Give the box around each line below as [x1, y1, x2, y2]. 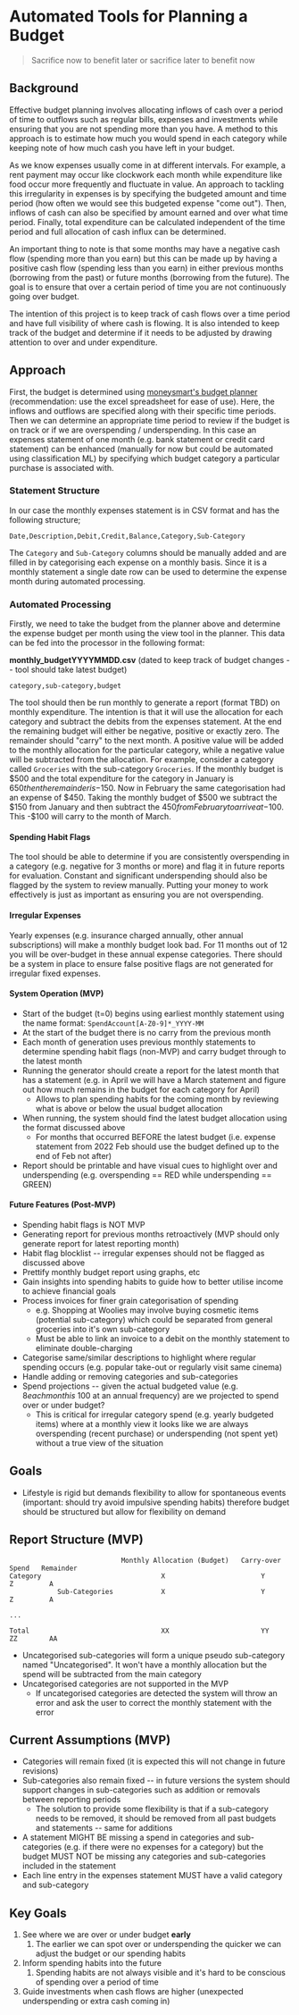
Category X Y [9, 1571, 266, 1581]
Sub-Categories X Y [56, 1587, 266, 1596]
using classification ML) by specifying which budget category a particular [9, 453, 280, 464]
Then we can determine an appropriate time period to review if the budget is [9, 415, 290, 425]
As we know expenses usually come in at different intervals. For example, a [9, 159, 286, 171]
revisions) [21, 1766, 59, 1776]
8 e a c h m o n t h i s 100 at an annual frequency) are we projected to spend [21, 1390, 279, 1400]
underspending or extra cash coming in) [21, 1995, 170, 2007]
